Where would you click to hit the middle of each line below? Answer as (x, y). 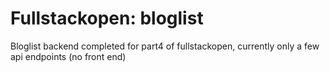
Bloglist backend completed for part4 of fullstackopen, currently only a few (165, 46)
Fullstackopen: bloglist (107, 18)
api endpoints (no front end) (68, 56)
